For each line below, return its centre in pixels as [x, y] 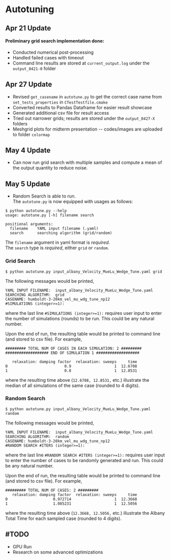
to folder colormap [31, 134]
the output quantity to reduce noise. [50, 168]
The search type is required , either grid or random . [57, 248]
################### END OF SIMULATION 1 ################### [72, 353]
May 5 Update [28, 184]
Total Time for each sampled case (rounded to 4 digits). [63, 518]
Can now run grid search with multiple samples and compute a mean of [87, 162]
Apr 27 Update [29, 85]
